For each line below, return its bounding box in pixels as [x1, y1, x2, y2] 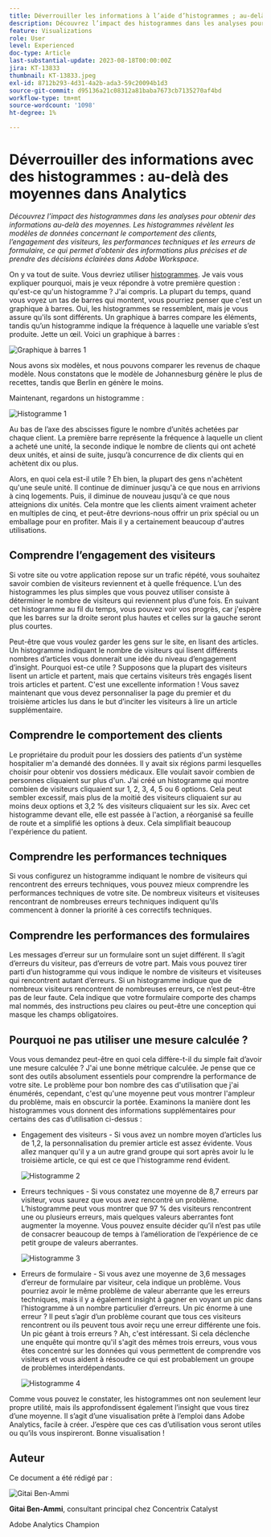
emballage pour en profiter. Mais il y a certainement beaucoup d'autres [9, 516, 244, 527]
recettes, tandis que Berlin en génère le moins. [9, 377, 164, 387]
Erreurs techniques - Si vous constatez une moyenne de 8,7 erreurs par [20, 1187, 259, 1196]
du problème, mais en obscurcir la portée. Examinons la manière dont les [9, 1097, 251, 1106]
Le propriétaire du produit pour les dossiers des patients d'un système [9, 749, 243, 760]
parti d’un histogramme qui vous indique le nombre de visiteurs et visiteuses [9, 967, 262, 977]
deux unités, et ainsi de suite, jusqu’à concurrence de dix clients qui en [9, 449, 244, 459]
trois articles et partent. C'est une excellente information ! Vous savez [9, 679, 240, 689]
